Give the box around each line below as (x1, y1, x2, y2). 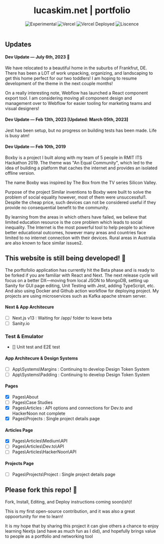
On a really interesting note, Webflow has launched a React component (5, 90, 148, 96)
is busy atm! (5, 132, 30, 139)
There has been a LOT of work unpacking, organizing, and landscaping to (5, 70, 153, 76)
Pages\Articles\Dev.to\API (12, 443, 64, 449)
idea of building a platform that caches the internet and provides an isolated (5, 165, 158, 171)
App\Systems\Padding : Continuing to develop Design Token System (12, 371, 150, 378)
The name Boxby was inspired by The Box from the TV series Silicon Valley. (5, 180, 157, 185)
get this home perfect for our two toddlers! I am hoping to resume (5, 75, 137, 81)
